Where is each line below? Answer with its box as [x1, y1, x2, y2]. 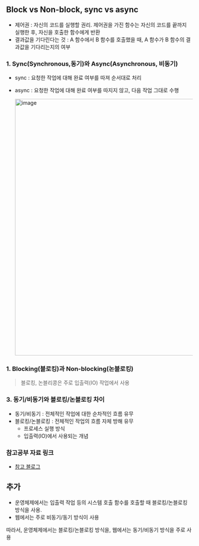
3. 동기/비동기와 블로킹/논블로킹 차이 [6, 396, 105, 404]
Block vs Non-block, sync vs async [6, 5, 139, 15]
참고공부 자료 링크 [6, 448, 54, 457]
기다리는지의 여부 [30, 43, 71, 50]
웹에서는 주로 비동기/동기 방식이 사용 [14, 513, 99, 521]
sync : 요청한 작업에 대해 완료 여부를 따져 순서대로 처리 [14, 74, 142, 82]
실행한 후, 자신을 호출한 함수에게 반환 [14, 28, 101, 35]
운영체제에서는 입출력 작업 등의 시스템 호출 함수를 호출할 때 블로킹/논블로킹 [14, 499, 188, 506]
